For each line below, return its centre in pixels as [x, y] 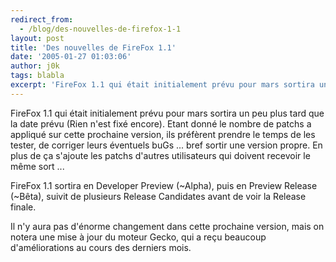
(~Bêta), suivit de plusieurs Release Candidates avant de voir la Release [158, 196]
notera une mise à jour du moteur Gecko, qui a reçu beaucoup [138, 237]
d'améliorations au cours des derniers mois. [101, 247]
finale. [23, 207]
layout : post [37, 38]
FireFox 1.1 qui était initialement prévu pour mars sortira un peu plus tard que [167, 113]
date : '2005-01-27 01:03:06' [71, 57]
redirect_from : [42, 19]
